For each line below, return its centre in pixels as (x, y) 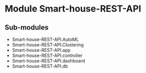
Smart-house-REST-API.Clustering (48, 45)
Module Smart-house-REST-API (73, 9)
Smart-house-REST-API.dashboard (48, 61)
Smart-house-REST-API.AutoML (45, 39)
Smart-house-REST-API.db (40, 66)
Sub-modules (27, 27)
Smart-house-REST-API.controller (47, 55)
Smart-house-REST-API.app (41, 50)
